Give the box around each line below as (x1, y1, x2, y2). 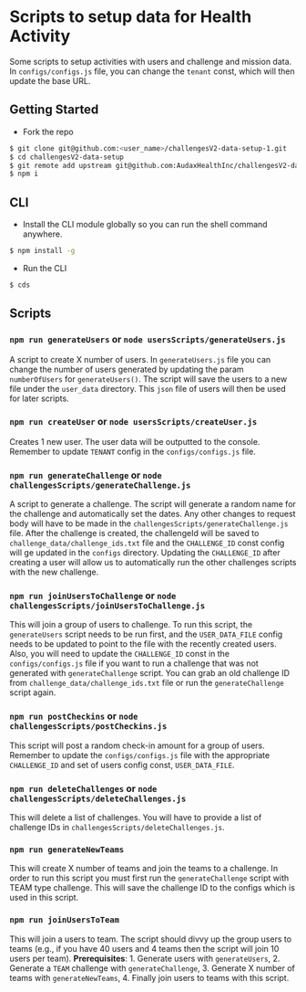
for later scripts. (9, 393, 70, 404)
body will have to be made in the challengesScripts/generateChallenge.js (9, 518, 289, 529)
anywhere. (22, 228, 63, 239)
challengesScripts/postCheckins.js (9, 722, 168, 732)
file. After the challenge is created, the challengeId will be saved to (9, 528, 260, 539)
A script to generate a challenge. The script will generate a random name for (9, 499, 296, 510)
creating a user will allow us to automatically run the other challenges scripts (9, 557, 298, 568)
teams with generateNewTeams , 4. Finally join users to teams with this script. (9, 972, 290, 983)
